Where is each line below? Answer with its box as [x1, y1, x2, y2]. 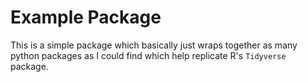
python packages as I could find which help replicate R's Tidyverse [10, 49, 287, 61]
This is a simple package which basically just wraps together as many [10, 39, 298, 51]
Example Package [10, 6, 162, 29]
